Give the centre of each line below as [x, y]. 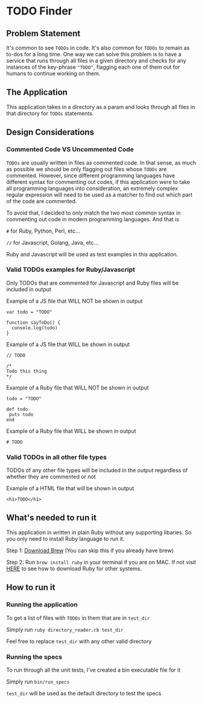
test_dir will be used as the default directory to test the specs [84, 693]
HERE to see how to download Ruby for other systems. [74, 569]
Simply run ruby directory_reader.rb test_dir [65, 629]
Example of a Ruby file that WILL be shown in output [71, 431]
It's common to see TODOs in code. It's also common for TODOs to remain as [98, 48]
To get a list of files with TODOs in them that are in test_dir [78, 618]
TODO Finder [39, 11]
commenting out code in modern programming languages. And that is [93, 219]
